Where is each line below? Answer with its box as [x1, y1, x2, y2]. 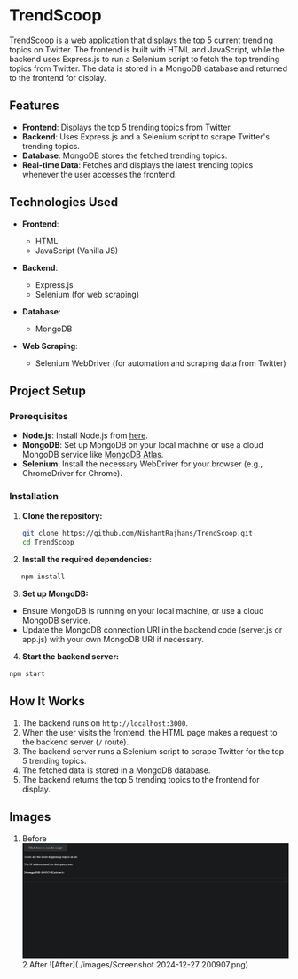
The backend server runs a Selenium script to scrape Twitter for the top [21, 745, 285, 756]
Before [21, 832, 47, 844]
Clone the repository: [21, 510, 103, 521]
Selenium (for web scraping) [35, 289, 140, 299]
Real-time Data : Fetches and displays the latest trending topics [21, 159, 254, 170]
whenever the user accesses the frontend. [21, 169, 177, 179]
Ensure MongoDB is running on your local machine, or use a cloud [21, 606, 264, 617]
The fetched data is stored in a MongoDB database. [21, 765, 211, 776]
